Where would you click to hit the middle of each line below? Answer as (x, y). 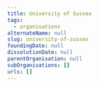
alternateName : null (37, 33)
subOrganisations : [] (39, 65)
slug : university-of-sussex (48, 40)
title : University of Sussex (49, 14)
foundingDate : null (36, 46)
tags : (15, 20)
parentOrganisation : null (45, 59)
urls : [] (20, 71)
